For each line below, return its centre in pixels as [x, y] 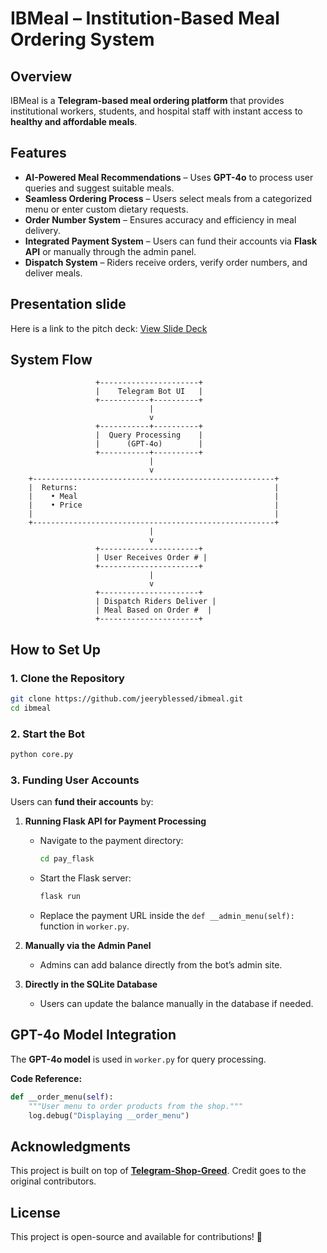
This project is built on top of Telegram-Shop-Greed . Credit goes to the [158, 1171]
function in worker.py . [84, 926]
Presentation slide [68, 304]
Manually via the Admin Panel [88, 946]
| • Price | [154, 505]
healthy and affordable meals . [74, 121]
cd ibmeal [31, 708]
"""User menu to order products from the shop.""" [136, 1106]
